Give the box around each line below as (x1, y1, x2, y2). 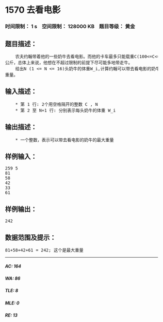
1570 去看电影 (5, 4, 61, 16)
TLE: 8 (5, 288, 18, 294)
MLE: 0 (5, 300, 19, 306)
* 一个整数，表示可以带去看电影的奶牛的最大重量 (15, 137, 114, 143)
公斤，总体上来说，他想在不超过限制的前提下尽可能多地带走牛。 (5, 59, 132, 65)
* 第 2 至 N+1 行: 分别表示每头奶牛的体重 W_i (15, 108, 116, 113)
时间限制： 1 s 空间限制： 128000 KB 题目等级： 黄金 (5, 23, 135, 30)
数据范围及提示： (5, 233, 56, 242)
